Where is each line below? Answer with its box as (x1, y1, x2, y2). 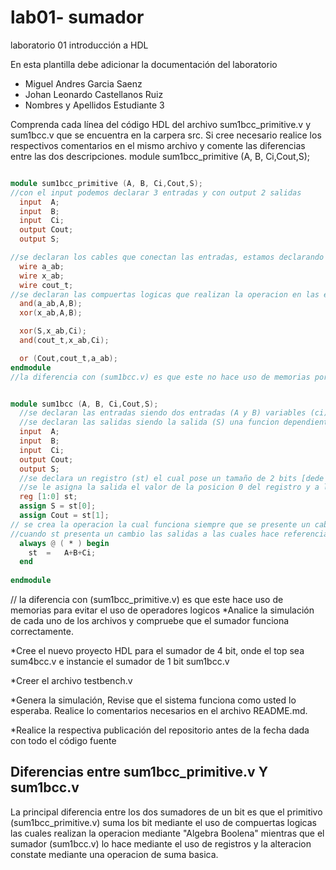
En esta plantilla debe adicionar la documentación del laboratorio (10, 58, 278, 70)
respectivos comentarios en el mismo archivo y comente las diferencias (10, 139, 306, 151)
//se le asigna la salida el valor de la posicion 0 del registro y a (19, 482, 320, 493)
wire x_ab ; (19, 271, 65, 281)
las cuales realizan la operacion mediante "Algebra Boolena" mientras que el (10, 827, 325, 839)
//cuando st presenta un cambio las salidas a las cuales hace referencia (10, 529, 329, 539)
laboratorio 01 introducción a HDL (10, 39, 149, 51)
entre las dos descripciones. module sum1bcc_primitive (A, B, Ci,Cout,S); (10, 150, 311, 162)
